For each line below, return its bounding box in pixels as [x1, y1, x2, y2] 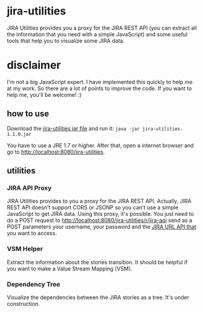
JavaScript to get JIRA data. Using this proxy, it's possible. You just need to [7, 210, 194, 218]
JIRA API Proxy [7, 184, 52, 192]
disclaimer [7, 59, 61, 72]
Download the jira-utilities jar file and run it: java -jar [7, 125, 140, 132]
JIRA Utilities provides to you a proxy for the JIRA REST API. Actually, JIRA [7, 198, 192, 205]
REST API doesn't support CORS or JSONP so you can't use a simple [7, 204, 179, 211]
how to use [7, 109, 50, 119]
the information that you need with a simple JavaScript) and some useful [7, 30, 188, 37]
